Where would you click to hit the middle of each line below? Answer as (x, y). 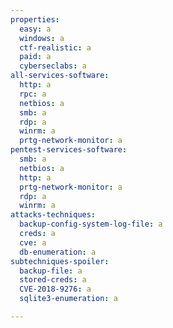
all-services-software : (60, 76)
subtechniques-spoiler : (60, 261)
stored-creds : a (53, 280)
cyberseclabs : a (53, 66)
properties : (35, 19)
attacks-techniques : (53, 215)
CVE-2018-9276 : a (55, 289)
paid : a (35, 57)
